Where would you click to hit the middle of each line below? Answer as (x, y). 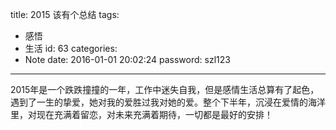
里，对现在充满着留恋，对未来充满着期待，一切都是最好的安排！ (141, 114)
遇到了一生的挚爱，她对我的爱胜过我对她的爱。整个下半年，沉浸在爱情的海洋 (168, 102)
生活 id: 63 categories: (71, 48)
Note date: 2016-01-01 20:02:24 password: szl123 (127, 59)
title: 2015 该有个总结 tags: (65, 14)
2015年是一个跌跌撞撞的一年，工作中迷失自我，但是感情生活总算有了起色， (165, 89)
